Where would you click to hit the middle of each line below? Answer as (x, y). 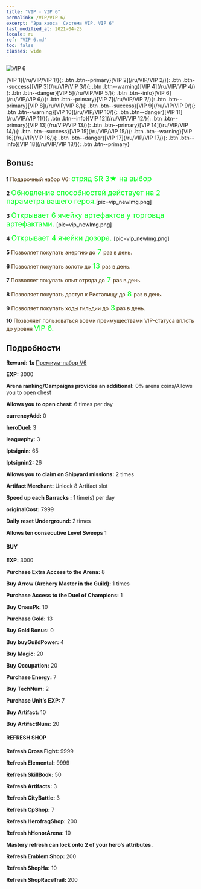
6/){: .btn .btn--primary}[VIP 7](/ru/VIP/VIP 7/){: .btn (102, 99)
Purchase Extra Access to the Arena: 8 (56, 572)
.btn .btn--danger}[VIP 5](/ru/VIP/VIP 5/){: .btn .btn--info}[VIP (88, 93)
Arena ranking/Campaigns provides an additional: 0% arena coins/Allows (100, 386)
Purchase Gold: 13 (30, 619)
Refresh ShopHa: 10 (32, 868)
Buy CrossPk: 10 (27, 607)
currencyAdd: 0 (26, 416)
